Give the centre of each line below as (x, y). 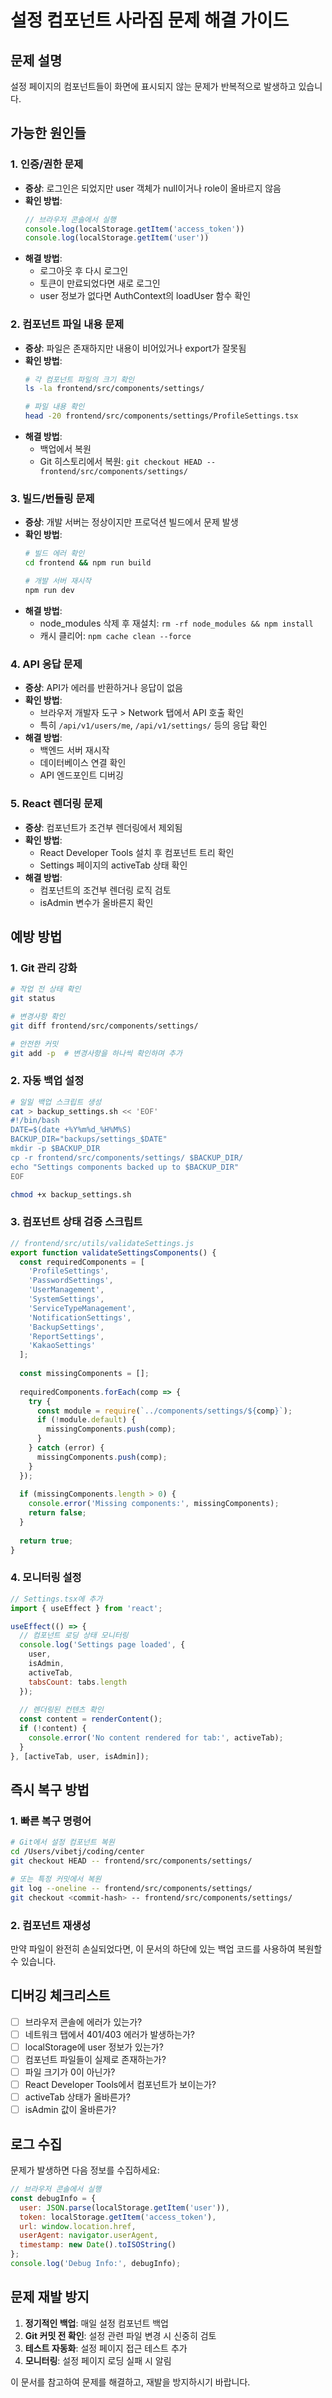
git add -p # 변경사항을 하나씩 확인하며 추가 (96, 1053)
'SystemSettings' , (66, 1299)
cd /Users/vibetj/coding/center (77, 1852)
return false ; (57, 1513)
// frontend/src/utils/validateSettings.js (102, 1243)
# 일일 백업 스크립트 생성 (56, 1102)
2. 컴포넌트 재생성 (51, 1925)
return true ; (46, 1541)
